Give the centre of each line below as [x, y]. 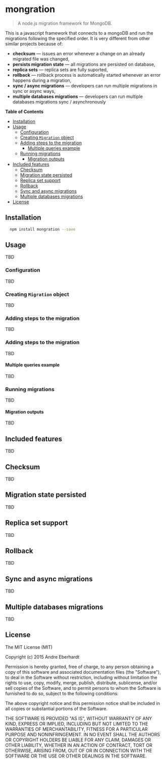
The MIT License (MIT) [29, 647]
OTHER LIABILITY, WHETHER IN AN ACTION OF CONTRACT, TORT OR [79, 745]
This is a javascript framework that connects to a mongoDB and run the [79, 33]
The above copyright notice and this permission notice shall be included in [82, 703]
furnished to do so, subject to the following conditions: [62, 693]
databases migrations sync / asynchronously [59, 101]
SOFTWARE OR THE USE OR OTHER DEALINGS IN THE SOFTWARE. [76, 756]
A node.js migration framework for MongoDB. [65, 23]
